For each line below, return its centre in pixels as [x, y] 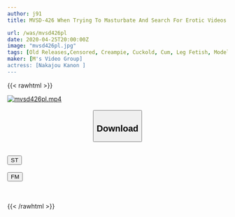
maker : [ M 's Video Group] [45, 59]
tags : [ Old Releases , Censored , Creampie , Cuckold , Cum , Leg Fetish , [109, 52]
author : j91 [24, 14]
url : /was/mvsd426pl [37, 33]
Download [117, 128]
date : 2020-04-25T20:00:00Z [48, 39]
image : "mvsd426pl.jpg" [42, 46]
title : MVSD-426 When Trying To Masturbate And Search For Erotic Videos [117, 20]
